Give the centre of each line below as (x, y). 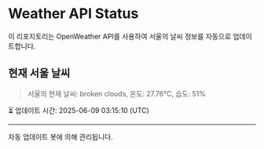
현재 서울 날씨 (39, 73)
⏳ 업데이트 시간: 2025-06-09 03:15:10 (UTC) (79, 110)
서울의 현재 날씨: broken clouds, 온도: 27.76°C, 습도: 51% (117, 93)
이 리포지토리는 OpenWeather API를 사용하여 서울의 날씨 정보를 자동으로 (120, 36)
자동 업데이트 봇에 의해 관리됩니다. (60, 136)
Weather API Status (73, 14)
